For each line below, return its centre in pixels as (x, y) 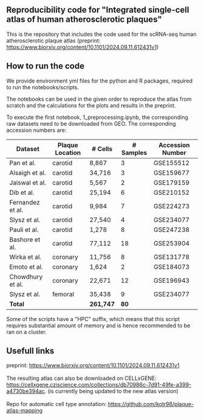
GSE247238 (172, 229)
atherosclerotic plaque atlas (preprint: (53, 40)
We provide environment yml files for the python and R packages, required (100, 81)
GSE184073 (172, 266)
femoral (63, 294)
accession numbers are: (36, 130)
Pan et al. (22, 163)
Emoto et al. (26, 266)
